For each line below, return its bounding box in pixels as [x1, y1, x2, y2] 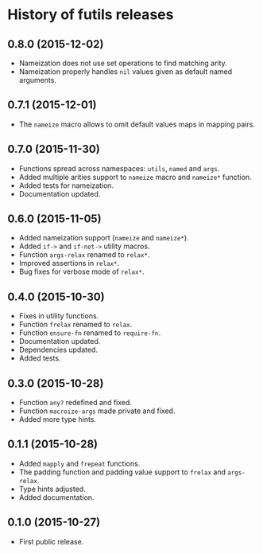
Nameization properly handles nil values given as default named [18, 67, 232, 76]
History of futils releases [7, 6, 174, 24]
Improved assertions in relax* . [18, 259, 120, 268]
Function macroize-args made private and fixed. [18, 406, 176, 416]
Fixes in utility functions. [18, 311, 99, 321]
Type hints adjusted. [18, 484, 86, 494]
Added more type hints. [18, 415, 97, 424]
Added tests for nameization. [18, 181, 114, 190]
